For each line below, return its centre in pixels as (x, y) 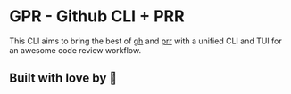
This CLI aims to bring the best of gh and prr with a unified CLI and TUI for (146, 41)
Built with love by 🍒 (63, 78)
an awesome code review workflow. (75, 50)
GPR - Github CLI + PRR (97, 16)
